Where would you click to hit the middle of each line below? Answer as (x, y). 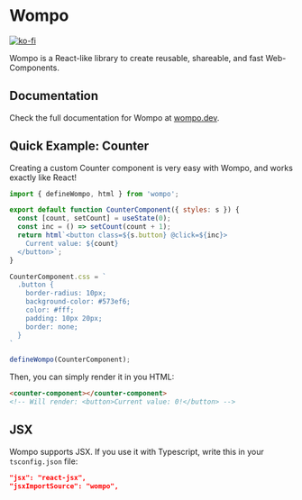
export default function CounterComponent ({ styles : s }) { (125, 210)
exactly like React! (43, 177)
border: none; (52, 327)
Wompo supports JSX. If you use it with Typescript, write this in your (137, 451)
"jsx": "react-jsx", (48, 477)
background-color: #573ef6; (78, 302)
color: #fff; (50, 310)
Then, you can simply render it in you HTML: (92, 377)
